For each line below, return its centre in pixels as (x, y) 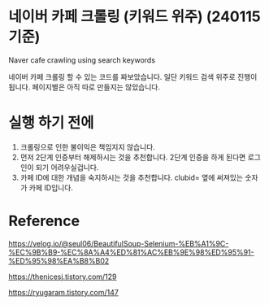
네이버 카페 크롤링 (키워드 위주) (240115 (135, 17)
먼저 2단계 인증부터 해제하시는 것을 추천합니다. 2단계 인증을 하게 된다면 (133, 157)
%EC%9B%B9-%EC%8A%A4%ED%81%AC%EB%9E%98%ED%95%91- (131, 252)
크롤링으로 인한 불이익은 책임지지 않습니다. (88, 146)
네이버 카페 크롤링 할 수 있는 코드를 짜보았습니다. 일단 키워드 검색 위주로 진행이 (133, 76)
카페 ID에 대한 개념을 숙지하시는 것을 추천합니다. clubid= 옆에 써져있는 (132, 177)
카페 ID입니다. (51, 187)
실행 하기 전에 (51, 123)
